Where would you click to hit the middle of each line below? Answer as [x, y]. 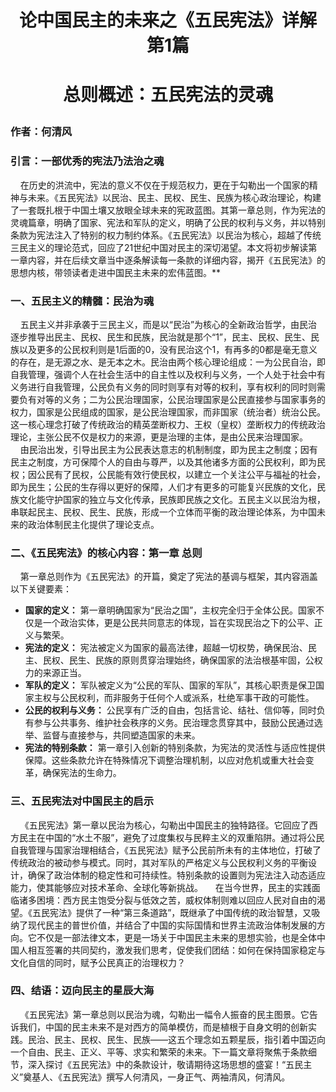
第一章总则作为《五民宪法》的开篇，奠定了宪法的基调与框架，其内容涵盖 [168, 577]
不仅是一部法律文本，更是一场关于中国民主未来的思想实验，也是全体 [176, 937]
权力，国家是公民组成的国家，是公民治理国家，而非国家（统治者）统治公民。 [168, 412]
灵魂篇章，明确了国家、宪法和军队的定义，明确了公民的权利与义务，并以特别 [168, 222]
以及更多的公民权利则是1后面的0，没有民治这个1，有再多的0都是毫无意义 [168, 349]
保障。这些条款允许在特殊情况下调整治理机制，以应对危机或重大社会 [165, 760]
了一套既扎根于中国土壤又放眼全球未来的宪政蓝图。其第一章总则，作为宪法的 [168, 210]
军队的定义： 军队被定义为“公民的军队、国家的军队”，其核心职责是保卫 [170, 685]
